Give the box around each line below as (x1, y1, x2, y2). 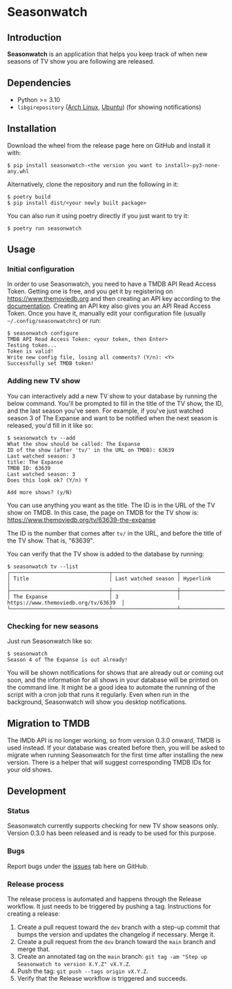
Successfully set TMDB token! (7, 360, 95, 367)
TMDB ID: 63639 (7, 464, 51, 471)
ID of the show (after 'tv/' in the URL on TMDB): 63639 (7, 447, 175, 453)
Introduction (7, 32, 62, 43)
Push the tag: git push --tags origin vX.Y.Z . (17, 967, 148, 975)
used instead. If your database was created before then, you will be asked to (7, 743, 225, 752)
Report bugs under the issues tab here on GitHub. (7, 862, 148, 870)
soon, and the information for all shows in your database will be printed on (7, 676, 219, 684)
